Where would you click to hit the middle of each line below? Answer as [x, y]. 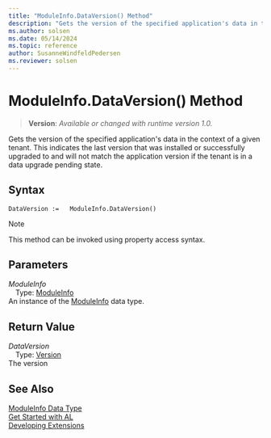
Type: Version [39, 355]
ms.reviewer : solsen [43, 61]
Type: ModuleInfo [45, 293]
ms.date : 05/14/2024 [43, 38]
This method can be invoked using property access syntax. [107, 239]
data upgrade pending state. [56, 164]
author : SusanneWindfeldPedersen [65, 53]
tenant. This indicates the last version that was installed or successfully [127, 147]
